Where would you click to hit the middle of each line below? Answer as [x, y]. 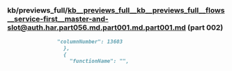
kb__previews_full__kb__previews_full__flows [146, 10]
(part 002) [205, 28]
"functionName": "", [99, 61]
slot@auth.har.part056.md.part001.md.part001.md [96, 28]
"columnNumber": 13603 [90, 42]
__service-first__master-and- [58, 19]
